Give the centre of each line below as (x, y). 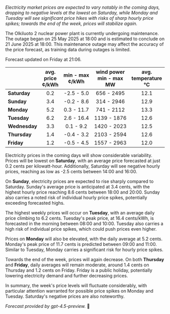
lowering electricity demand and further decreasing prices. (67, 276)
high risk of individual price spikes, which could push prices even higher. (81, 229)
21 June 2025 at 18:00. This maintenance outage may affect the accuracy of (84, 44)
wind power (110, 72)
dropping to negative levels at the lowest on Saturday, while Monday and (81, 13)
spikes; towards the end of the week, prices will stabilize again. (71, 23)
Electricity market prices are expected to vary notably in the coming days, (83, 7)
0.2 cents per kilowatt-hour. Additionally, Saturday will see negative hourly (83, 166)
